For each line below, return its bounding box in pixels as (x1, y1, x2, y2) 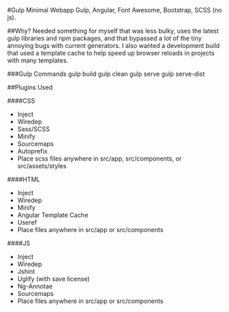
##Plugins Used (7, 83, 53, 91)
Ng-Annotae (17, 282, 53, 290)
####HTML (7, 175, 40, 183)
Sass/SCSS (17, 125, 50, 133)
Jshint (17, 268, 35, 275)
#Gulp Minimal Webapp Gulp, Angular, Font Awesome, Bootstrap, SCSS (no (7, 6, 222, 14)
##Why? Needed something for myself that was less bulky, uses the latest (7, 27, 219, 35)
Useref (17, 218, 37, 227)
